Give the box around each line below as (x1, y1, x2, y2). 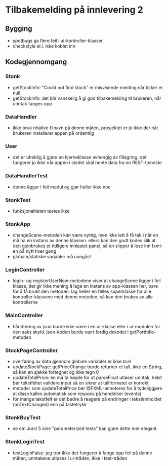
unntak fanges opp (12, 100, 52, 106)
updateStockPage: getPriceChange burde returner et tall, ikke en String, (12, 364, 163, 370)
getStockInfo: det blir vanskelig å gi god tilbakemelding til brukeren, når (12, 95, 161, 101)
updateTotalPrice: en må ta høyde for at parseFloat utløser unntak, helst (12, 374, 162, 381)
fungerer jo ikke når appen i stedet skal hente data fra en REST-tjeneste (12, 160, 162, 166)
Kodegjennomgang (5, 58, 67, 66)
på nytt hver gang (19, 248, 57, 254)
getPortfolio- (130, 329, 156, 335)
